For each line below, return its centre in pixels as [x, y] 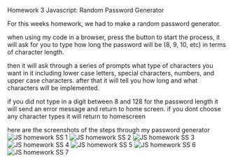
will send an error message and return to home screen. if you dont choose [114, 109]
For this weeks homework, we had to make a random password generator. [114, 23]
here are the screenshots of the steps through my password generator [108, 130]
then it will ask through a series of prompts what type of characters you [110, 65]
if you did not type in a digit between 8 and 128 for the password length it [113, 101]
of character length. [36, 52]
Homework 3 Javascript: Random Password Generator [86, 10]
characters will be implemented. [54, 88]
